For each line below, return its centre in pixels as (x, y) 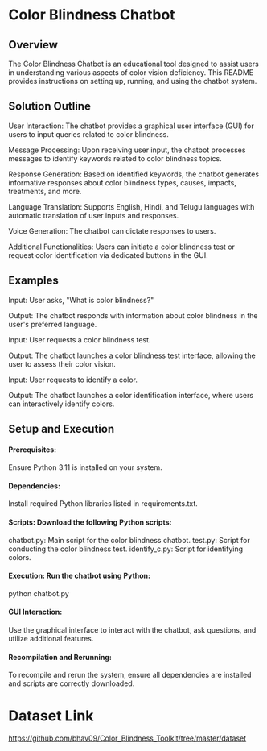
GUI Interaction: (35, 612)
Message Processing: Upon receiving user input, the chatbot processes (127, 150)
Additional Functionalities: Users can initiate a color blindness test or (122, 247)
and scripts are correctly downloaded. (72, 683)
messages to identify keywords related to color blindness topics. (115, 158)
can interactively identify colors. (62, 404)
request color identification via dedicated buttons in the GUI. (108, 255)
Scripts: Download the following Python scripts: (90, 522)
